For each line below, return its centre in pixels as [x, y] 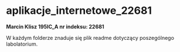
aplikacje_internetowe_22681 [79, 11]
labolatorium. [22, 44]
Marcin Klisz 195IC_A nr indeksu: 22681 [55, 27]
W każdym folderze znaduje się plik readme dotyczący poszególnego [90, 38]
